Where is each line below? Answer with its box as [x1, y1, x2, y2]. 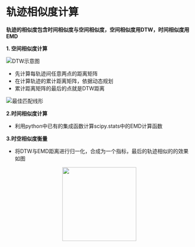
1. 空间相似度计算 [6, 45, 48, 52]
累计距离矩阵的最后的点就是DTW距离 [14, 84, 105, 92]
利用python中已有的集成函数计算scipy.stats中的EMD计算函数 [14, 122, 162, 129]
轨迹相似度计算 [6, 5, 79, 19]
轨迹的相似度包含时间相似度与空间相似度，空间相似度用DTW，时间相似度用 [6, 26, 190, 33]
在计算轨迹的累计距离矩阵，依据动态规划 [14, 77, 113, 84]
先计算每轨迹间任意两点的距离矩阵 [14, 70, 98, 77]
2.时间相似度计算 [6, 110, 48, 117]
